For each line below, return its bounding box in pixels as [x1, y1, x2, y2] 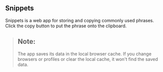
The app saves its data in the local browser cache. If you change [17, 50, 152, 57]
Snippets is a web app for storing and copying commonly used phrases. [5, 17, 154, 23]
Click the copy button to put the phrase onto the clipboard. [5, 23, 127, 29]
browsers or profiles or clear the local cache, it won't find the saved [17, 56, 158, 62]
